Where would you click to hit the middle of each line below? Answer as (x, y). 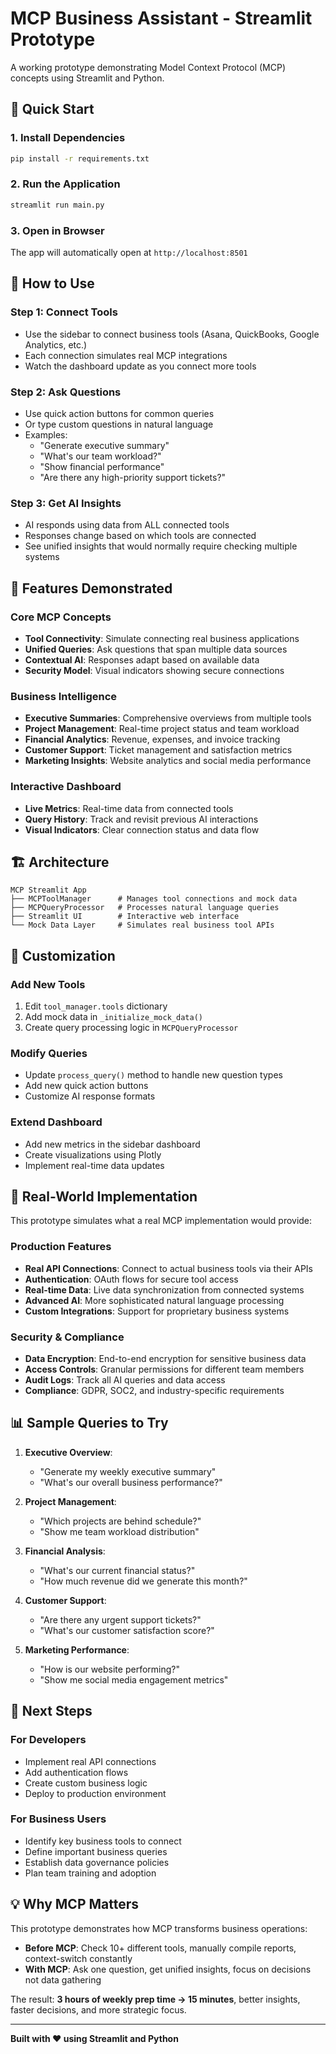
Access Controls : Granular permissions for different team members (164, 1369)
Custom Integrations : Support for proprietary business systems (157, 1311)
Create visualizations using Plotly (93, 1154)
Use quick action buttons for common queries (119, 413)
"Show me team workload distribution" (119, 1531)
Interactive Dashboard (66, 787)
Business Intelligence (64, 696)
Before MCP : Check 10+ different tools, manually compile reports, (160, 1948)
